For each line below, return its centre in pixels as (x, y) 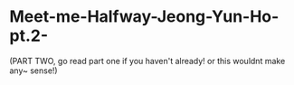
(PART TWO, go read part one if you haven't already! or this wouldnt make (147, 61)
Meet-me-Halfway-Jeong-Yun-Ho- (144, 17)
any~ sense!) (33, 71)
